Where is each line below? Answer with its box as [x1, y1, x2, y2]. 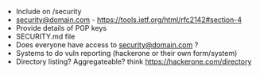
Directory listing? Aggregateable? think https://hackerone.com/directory [15, 57, 252, 66]
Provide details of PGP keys [15, 24, 107, 32]
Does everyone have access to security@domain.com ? [15, 40, 199, 50]
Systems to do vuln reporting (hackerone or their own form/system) [15, 49, 238, 57]
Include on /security [15, 7, 82, 16]
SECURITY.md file [15, 31, 76, 41]
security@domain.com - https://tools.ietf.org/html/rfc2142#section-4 [15, 15, 243, 24]
